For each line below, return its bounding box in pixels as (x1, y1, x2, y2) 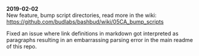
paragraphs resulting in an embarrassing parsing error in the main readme (6, 37, 193, 43)
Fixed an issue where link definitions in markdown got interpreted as (6, 30, 179, 37)
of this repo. (6, 43, 37, 50)
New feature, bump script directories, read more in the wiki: (6, 12, 157, 19)
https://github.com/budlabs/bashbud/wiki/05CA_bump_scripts (6, 18, 164, 25)
